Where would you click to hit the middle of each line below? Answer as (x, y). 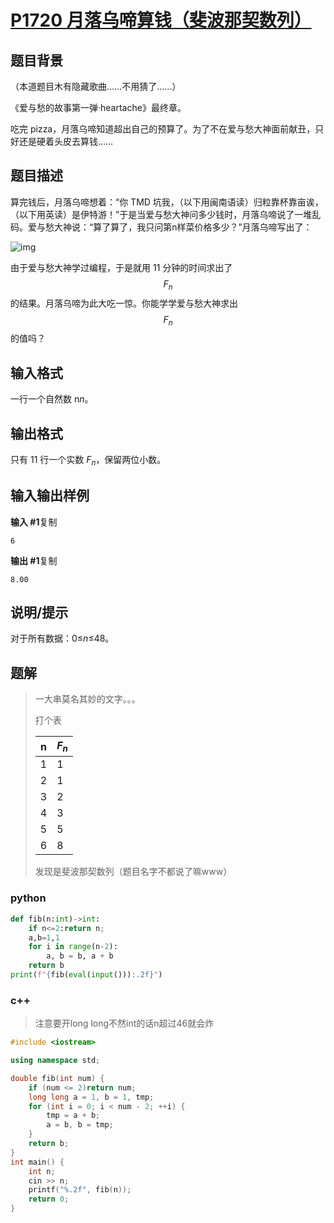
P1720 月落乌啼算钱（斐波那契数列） (161, 20)
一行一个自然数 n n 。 (52, 399)
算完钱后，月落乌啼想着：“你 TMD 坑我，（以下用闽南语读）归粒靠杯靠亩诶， (167, 202)
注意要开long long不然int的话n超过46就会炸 (124, 1023)
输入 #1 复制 (34, 522)
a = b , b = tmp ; (80, 1125)
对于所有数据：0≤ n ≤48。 (62, 638)
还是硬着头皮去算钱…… (66, 141)
